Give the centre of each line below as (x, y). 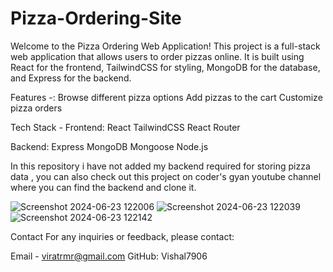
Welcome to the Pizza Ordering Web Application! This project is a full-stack (165, 46)
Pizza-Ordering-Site (96, 18)
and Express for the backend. (71, 78)
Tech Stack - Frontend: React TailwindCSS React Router (125, 127)
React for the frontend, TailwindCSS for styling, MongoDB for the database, (165, 67)
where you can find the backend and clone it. (103, 187)
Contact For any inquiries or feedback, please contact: (122, 236)
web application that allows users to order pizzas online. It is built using (157, 56)
